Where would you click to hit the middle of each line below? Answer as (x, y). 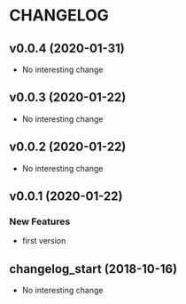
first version (44, 241)
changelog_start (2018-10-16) (93, 269)
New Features (40, 221)
